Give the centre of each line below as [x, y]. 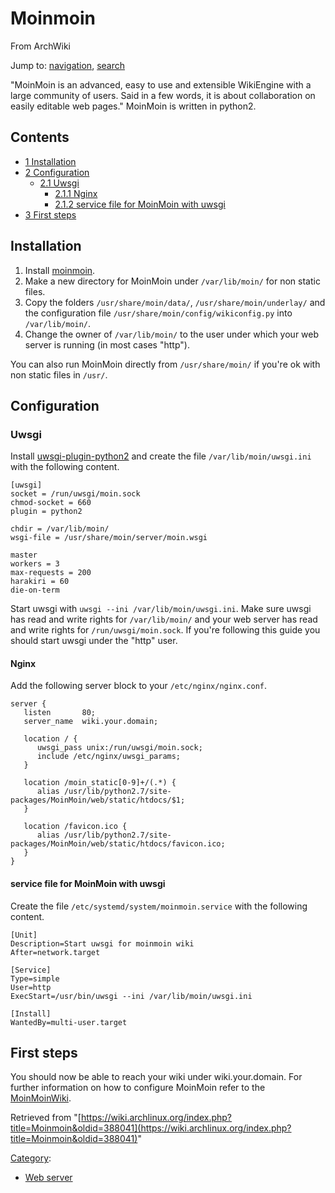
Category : [31, 1158]
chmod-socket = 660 [51, 503]
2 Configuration [57, 172]
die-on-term [35, 590]
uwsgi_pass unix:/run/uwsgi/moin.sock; [119, 748]
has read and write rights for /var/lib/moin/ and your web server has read [164, 619]
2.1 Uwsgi [59, 183]
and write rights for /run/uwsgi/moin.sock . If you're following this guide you [165, 630]
